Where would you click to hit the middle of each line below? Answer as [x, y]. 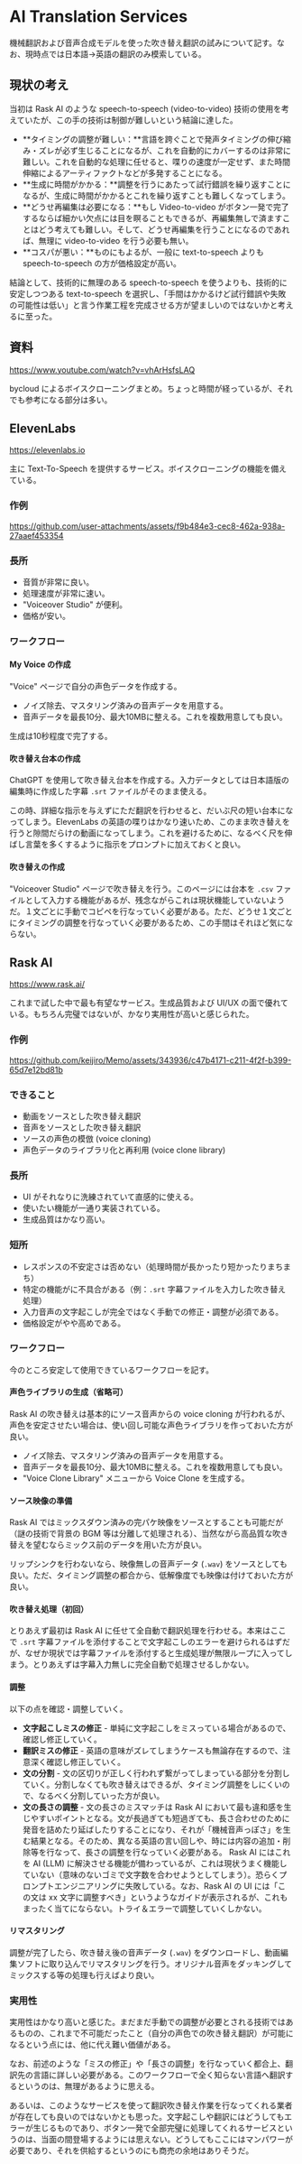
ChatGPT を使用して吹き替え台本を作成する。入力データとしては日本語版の [150, 780]
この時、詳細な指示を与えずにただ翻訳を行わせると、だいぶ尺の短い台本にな [151, 810]
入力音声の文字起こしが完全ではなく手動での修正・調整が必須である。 [153, 1311]
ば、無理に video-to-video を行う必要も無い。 [108, 240]
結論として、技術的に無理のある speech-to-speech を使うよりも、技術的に [148, 282]
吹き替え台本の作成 [45, 758]
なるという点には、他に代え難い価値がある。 [92, 2045]
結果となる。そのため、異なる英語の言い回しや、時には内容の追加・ [156, 1840]
